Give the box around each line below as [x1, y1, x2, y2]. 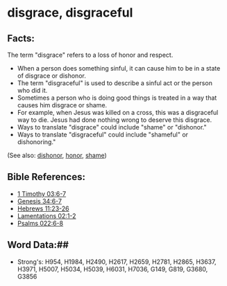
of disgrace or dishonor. [17, 71, 87, 80]
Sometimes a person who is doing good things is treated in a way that [17, 93, 217, 102]
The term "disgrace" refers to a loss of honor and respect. [7, 51, 174, 59]
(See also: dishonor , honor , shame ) [7, 151, 108, 159]
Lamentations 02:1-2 [17, 211, 76, 220]
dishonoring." [17, 138, 56, 146]
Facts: [7, 33, 35, 44]
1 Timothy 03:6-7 [17, 189, 67, 198]
